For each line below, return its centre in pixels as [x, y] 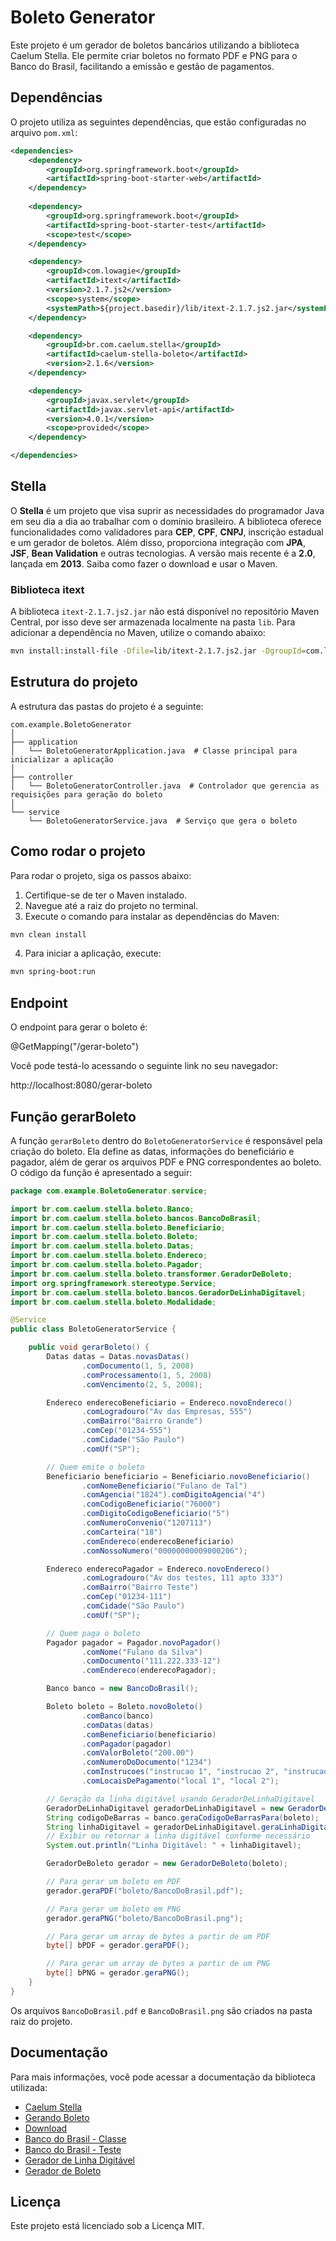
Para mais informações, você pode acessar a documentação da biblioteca [163, 2077]
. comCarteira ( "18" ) [122, 1532]
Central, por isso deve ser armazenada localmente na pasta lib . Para [153, 622]
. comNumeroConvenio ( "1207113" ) [147, 1523]
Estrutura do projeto [74, 682]
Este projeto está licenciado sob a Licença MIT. [107, 2226]
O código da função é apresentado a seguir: [101, 1172]
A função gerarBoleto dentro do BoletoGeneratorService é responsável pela [166, 1140]
